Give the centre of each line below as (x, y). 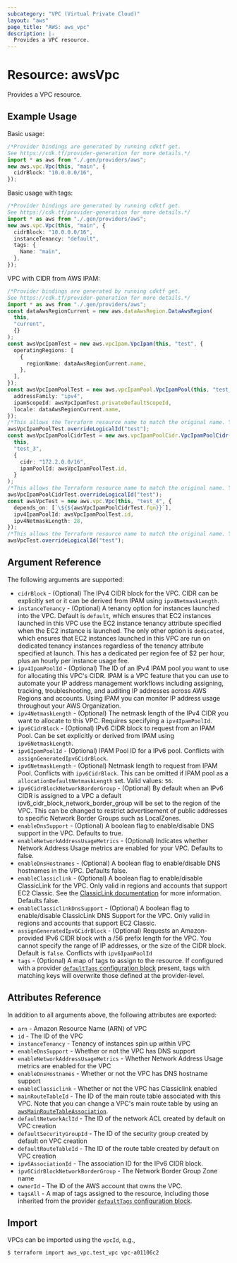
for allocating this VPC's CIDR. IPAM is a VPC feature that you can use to (123, 675)
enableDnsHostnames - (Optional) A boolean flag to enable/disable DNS (119, 863)
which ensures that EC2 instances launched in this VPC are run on (114, 638)
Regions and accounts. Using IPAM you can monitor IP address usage (119, 698)
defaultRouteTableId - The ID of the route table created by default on (118, 1148)
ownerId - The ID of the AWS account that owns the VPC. (100, 1185)
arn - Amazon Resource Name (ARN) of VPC (82, 1028)
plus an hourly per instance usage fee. (73, 660)
